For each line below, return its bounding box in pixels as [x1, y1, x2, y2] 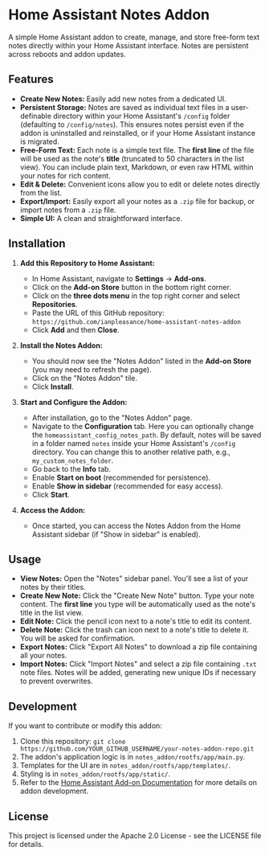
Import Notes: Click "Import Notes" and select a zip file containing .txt [19, 659, 257, 669]
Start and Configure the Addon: [19, 397, 128, 407]
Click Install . [31, 382, 74, 391]
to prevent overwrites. [19, 677, 94, 686]
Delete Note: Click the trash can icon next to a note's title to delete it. [19, 625, 249, 635]
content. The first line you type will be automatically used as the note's [19, 599, 256, 609]
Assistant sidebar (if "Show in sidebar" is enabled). [31, 529, 201, 539]
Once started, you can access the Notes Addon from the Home [31, 521, 241, 530]
